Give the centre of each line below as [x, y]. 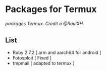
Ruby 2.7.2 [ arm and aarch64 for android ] [57, 52]
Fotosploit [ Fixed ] [32, 58]
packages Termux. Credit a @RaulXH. [45, 23]
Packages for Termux [51, 9]
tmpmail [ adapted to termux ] [43, 63]
